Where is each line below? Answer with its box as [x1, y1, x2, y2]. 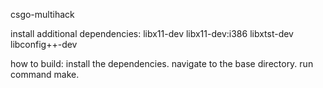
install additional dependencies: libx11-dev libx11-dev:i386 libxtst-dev [10, 28, 294, 39]
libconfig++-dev [10, 39, 78, 50]
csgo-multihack [10, 9, 75, 20]
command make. [10, 69, 80, 80]
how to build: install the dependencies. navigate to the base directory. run [10, 58, 314, 69]
